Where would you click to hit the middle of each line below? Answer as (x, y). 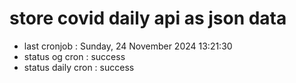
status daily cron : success (79, 67)
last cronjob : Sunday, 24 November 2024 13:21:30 (128, 46)
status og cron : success (74, 56)
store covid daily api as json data (148, 18)
